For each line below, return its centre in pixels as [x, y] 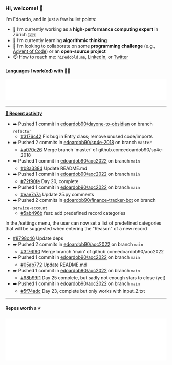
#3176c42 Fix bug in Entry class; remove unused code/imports [86, 137]
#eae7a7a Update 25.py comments [57, 195]
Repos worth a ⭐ [23, 308]
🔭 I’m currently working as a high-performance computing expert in [85, 29]
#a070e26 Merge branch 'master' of [59, 150]
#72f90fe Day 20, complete [49, 181]
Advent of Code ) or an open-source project [59, 51]
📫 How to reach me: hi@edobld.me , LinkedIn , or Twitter [70, 57]
